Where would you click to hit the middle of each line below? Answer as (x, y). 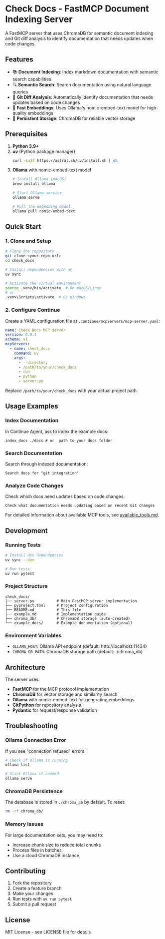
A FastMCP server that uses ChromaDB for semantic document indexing (79, 33)
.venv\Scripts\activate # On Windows (45, 297)
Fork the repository (32, 883)
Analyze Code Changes (34, 485)
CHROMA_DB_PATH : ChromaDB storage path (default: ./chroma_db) (78, 652)
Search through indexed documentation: (47, 464)
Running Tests (23, 545)
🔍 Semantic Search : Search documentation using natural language (82, 84)
